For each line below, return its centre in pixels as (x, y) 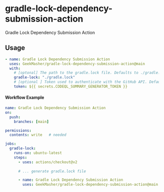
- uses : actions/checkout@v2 (48, 162)
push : (15, 117)
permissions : (18, 130)
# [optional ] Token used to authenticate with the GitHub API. (81, 82)
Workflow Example (25, 97)
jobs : (10, 144)
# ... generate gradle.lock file (52, 171)
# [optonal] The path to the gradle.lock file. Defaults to (76, 73)
